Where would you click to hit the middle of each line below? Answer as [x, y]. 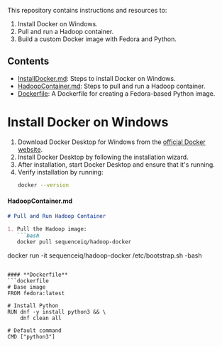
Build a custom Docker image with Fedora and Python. [97, 39]
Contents [28, 61]
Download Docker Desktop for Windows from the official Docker [111, 142]
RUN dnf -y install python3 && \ [57, 312]
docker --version [43, 185]
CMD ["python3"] [31, 337]
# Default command [34, 331]
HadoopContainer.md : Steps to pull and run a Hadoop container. [111, 86]
